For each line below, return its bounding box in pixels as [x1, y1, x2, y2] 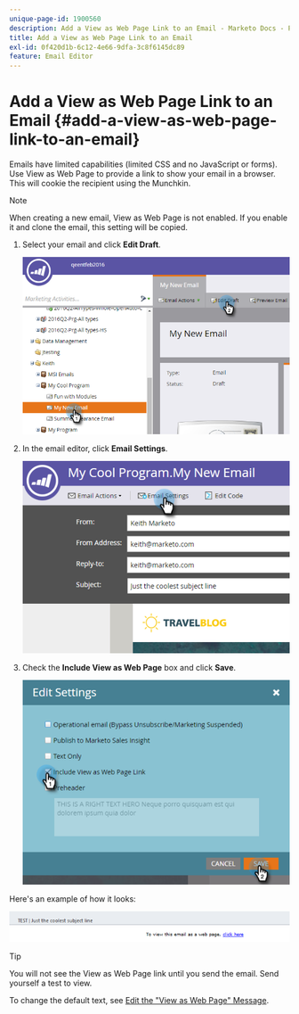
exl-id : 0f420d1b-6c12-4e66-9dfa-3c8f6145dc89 [9, 43, 185, 52]
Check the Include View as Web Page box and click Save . [21, 662, 237, 672]
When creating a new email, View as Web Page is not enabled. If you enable [9, 212, 287, 223]
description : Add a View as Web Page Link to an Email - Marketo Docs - [9, 23, 285, 33]
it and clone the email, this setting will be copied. [9, 222, 189, 233]
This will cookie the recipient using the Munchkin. [9, 178, 191, 189]
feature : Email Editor [9, 52, 93, 62]
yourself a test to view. [9, 977, 93, 988]
